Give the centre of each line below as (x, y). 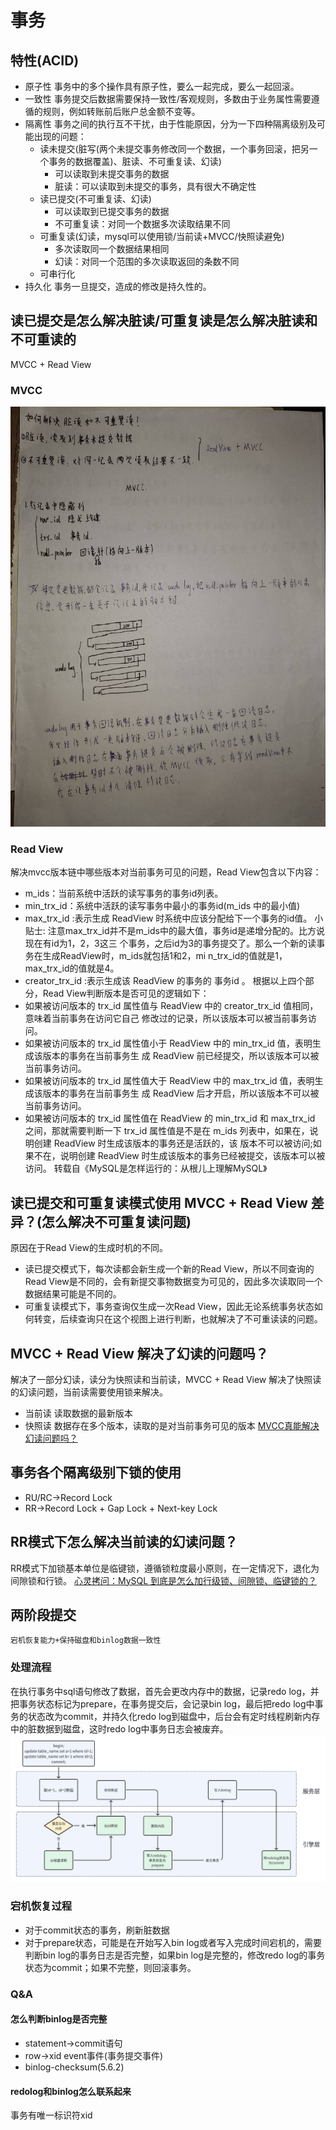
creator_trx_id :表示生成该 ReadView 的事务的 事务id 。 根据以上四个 (165, 981)
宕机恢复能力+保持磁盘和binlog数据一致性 (86, 1641)
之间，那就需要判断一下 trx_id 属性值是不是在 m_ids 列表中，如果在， (167, 1131)
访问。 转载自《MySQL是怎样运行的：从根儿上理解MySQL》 (146, 1168)
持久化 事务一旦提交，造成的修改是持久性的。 (118, 286)
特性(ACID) (45, 60)
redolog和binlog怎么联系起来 (71, 2091)
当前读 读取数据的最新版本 (78, 1413)
